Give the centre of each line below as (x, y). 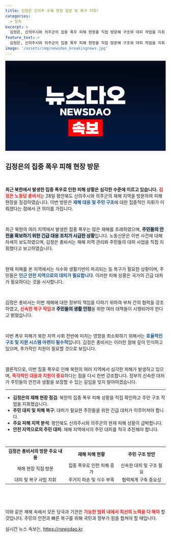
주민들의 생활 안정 (74, 309)
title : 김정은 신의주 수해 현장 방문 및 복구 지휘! (52, 11)
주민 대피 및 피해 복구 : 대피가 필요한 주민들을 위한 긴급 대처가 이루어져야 (83, 410)
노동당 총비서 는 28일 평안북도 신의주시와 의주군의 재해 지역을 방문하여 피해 (89, 196)
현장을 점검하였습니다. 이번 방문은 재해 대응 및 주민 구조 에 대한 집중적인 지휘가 (82, 202)
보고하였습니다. (38, 248)
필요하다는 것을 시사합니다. (37, 282)
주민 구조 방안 (141, 454)
